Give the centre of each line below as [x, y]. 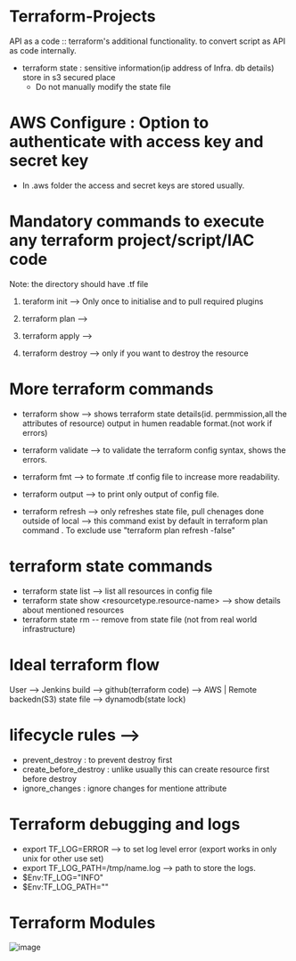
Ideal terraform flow [85, 665]
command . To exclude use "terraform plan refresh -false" [129, 530]
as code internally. [43, 50]
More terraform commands [111, 389]
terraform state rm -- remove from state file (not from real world [140, 619]
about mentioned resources [73, 610]
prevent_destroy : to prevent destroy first [97, 760]
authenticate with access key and [136, 142]
